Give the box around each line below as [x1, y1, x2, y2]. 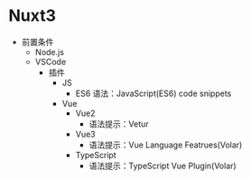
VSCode [34, 56, 67, 67]
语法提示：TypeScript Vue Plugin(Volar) [88, 160, 237, 171]
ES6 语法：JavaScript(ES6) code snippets [75, 88, 232, 99]
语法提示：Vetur [88, 118, 150, 129]
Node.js [34, 46, 65, 57]
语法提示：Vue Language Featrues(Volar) [88, 139, 243, 150]
